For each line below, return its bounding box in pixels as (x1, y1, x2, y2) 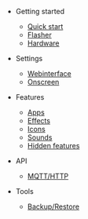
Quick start (27, 22, 64, 31)
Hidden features (27, 141, 80, 150)
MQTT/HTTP (27, 172, 69, 181)
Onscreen (27, 78, 60, 86)
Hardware (27, 38, 60, 48)
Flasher (27, 31, 53, 39)
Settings (15, 54, 43, 63)
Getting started (15, 7, 65, 16)
